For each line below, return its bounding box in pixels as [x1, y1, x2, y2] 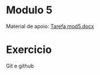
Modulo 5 [6, 3, 53, 17]
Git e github [6, 62, 34, 69]
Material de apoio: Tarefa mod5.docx [6, 23, 94, 30]
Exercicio [6, 43, 52, 56]
